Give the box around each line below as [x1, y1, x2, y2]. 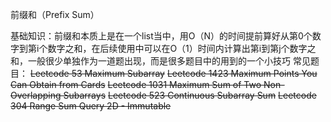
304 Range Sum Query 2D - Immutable [10, 100, 172, 112]
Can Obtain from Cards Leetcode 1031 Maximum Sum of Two [10, 79, 262, 90]
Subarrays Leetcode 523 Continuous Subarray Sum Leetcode [63, 89, 317, 101]
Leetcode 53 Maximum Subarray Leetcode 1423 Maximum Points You [29, 68, 318, 79]
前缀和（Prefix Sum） [10, 9, 100, 20]
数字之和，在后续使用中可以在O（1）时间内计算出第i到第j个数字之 [47, 43, 317, 54]
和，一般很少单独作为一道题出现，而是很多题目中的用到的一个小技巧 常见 [10, 55, 311, 67]
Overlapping [10, 89, 62, 101]
